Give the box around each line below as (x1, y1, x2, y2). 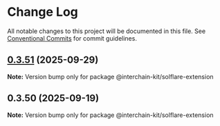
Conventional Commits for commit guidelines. (7, 34, 137, 42)
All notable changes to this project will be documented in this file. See (7, 27, 206, 35)
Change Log (7, 4, 78, 20)
